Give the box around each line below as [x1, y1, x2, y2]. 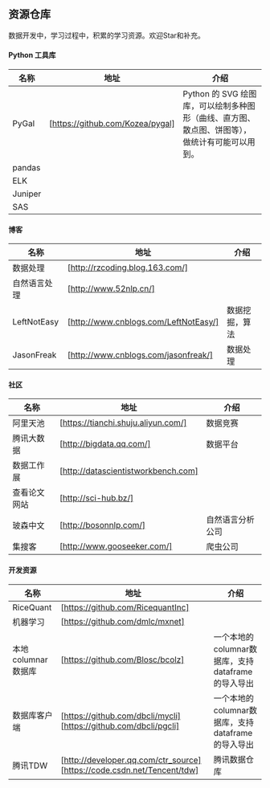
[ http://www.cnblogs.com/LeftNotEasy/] [67, 316, 219, 328]
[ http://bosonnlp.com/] [59, 520, 146, 531]
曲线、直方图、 [198, 112, 256, 124]
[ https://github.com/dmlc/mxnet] [60, 615, 185, 627]
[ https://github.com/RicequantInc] [60, 602, 190, 613]
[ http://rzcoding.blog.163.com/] [67, 262, 189, 273]
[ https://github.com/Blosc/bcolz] [60, 654, 185, 665]
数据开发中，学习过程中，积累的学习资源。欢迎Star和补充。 [8, 31, 205, 40]
